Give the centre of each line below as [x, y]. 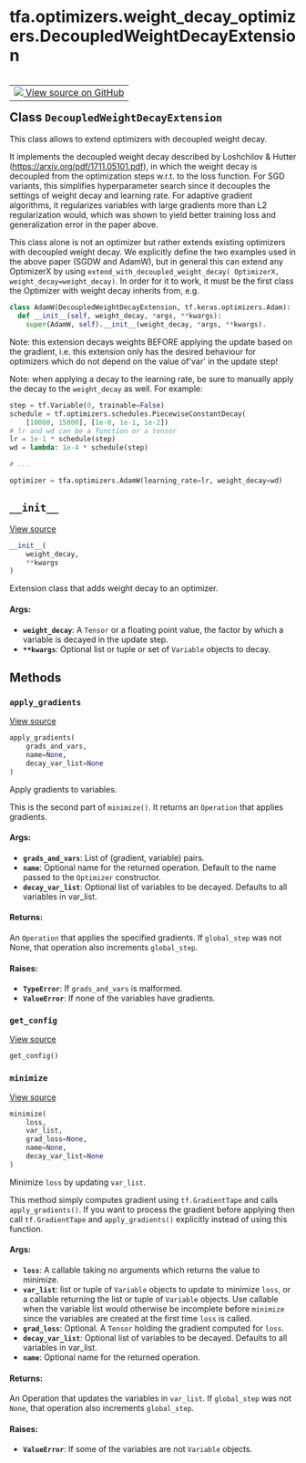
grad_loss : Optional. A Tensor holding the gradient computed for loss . [153, 1328]
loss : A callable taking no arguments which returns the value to [141, 1270]
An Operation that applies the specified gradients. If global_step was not [146, 938]
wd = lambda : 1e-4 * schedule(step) [79, 448]
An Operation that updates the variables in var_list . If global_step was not [150, 1398]
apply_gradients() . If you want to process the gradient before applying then [152, 1209]
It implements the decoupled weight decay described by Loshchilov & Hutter [153, 157]
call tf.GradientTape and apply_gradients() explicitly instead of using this [148, 1219]
